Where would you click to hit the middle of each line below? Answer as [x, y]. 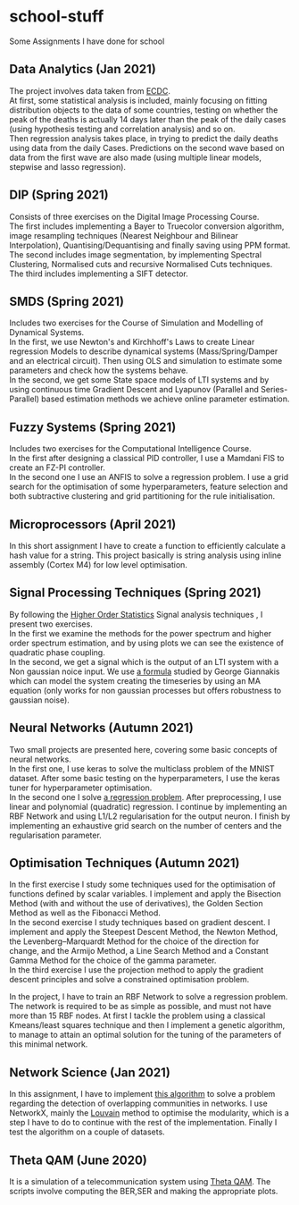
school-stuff [57, 17]
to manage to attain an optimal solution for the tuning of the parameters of [145, 1035]
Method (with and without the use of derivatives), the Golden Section [136, 904]
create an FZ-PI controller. [57, 468]
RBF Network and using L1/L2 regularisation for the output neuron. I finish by [150, 816]
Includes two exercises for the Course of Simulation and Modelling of [136, 323]
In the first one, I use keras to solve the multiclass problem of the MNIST [142, 768]
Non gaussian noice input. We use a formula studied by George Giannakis [145, 671]
